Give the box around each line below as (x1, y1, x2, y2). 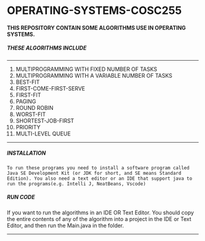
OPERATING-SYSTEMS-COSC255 (7, 4, 182, 18)
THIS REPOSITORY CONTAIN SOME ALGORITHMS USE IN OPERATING (7, 24, 186, 31)
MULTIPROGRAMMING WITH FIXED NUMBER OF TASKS (15, 65, 158, 73)
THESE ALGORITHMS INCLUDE (7, 44, 87, 52)
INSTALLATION (7, 149, 46, 157)
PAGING (15, 98, 36, 105)
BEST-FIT (15, 78, 40, 86)
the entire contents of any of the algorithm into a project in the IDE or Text (7, 215, 192, 222)
